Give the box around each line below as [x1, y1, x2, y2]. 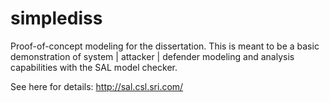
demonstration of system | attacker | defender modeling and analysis [10, 50, 295, 62]
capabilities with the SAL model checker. [10, 61, 178, 73]
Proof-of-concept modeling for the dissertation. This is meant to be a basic [10, 40, 320, 52]
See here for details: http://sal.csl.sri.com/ [10, 80, 184, 92]
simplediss [10, 7, 103, 30]
